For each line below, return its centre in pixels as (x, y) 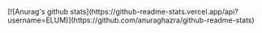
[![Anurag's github (38, 12)
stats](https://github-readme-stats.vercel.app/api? (154, 12)
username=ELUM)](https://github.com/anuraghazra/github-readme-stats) (131, 20)
